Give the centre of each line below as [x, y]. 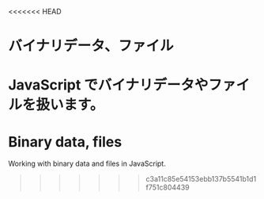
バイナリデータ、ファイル [91, 46]
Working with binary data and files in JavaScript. [87, 164]
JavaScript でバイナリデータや [108, 85]
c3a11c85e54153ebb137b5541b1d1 [201, 179]
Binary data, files [65, 142]
